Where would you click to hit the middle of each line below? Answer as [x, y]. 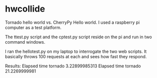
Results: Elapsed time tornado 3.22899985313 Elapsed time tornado [73, 66]
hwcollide [25, 9]
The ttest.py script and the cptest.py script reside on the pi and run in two [78, 37]
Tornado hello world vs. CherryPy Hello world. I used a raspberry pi [72, 22]
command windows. [25, 42]
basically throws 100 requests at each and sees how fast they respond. [76, 56]
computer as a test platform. [33, 27]
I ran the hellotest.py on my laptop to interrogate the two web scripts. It [76, 51]
